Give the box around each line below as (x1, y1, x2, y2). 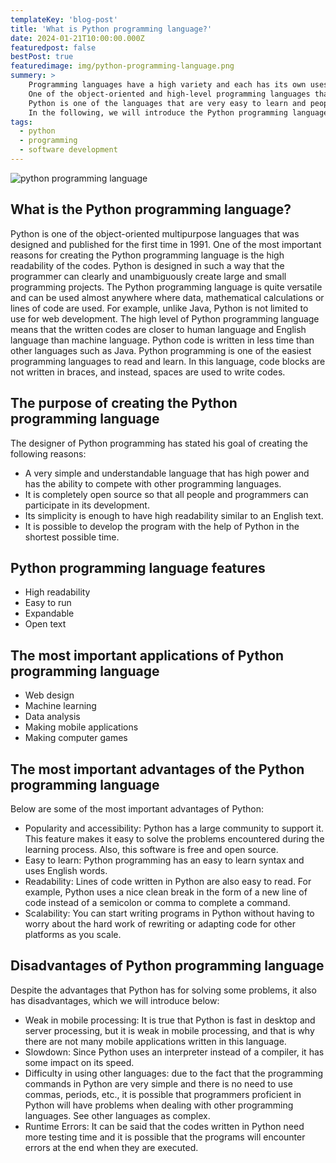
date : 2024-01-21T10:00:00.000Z (10, 33, 145, 43)
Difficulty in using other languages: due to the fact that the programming (24, 1067, 324, 1079)
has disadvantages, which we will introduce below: (10, 994, 220, 1006)
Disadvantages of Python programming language (10, 957, 325, 975)
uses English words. (24, 864, 108, 876)
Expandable (24, 607, 75, 620)
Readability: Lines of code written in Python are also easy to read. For (24, 875, 312, 887)
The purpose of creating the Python (10, 395, 238, 412)
